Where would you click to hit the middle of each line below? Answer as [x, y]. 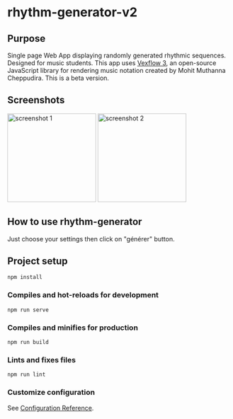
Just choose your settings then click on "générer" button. [91, 239]
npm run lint [27, 375]
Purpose [27, 39]
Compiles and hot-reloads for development [83, 295]
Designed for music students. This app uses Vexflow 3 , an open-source [112, 63]
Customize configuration [51, 392]
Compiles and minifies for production [73, 328]
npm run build [28, 343]
